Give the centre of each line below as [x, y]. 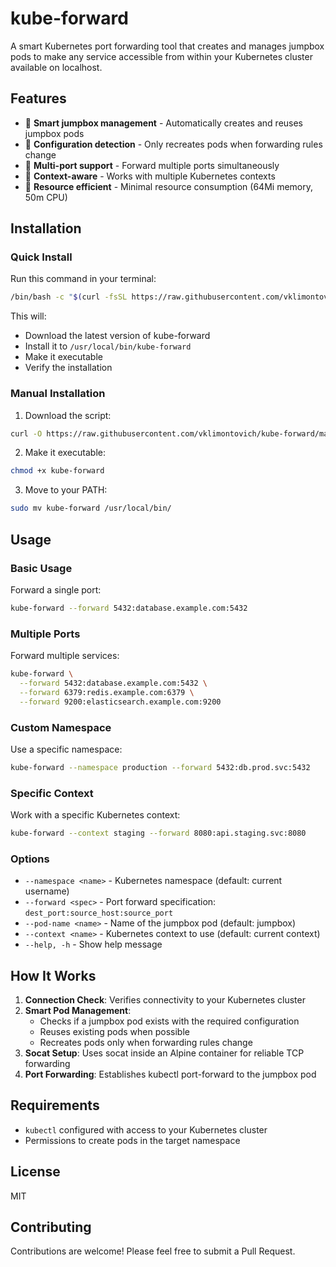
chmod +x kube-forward [57, 471]
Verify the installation [68, 368]
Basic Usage [41, 568]
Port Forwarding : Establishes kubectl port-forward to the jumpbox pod [170, 1074]
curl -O [26, 433]
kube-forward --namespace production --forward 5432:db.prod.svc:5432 [160, 767]
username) [47, 891]
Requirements [55, 1105]
